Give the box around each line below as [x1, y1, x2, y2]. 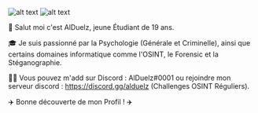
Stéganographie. [8, 58, 62, 67]
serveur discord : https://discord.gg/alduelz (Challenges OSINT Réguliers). [8, 82, 250, 90]
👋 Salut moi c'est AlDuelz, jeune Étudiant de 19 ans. [8, 23, 175, 31]
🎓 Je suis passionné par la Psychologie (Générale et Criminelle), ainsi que [8, 38, 251, 47]
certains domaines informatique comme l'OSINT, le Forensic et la [8, 49, 219, 59]
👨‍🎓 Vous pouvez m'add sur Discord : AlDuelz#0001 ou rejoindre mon [8, 73, 231, 82]
